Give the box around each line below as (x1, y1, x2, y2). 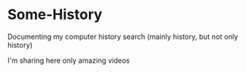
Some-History (7, 6, 102, 24)
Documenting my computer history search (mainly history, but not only (7, 32, 239, 41)
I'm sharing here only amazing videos (7, 56, 130, 65)
